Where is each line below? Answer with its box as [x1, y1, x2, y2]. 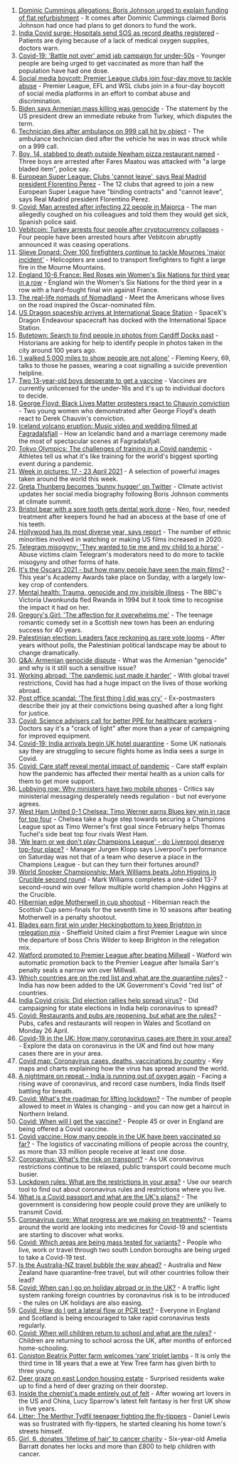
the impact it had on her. [18, 603, 90, 611]
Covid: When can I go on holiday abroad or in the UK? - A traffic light [18, 1283, 220, 1292]
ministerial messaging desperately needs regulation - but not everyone [18, 792, 226, 800]
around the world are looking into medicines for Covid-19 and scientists [18, 1223, 228, 1231]
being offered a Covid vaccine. [18, 1125, 109, 1133]
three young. [18, 1367, 56, 1375]
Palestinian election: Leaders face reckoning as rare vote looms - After [18, 633, 225, 642]
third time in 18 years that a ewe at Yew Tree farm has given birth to [18, 1359, 216, 1367]
